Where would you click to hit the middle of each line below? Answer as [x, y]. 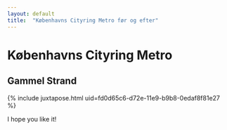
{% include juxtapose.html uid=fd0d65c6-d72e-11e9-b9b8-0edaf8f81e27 [113, 98]
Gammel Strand [42, 81]
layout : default [31, 14]
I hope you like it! [32, 119]
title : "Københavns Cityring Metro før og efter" [83, 20]
